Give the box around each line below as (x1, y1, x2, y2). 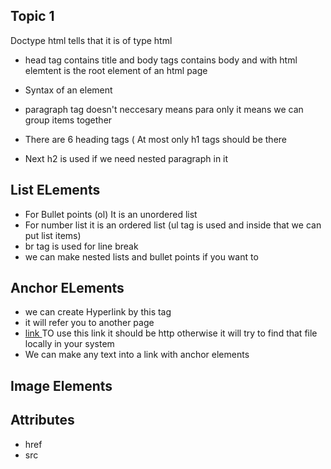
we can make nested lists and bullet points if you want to (24, 250, 259, 263)
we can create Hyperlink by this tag (24, 306, 172, 318)
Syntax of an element (24, 84, 113, 96)
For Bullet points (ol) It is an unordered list (24, 208, 198, 220)
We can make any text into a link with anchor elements (24, 349, 250, 361)
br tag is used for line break (24, 240, 139, 252)
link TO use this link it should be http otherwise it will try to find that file (24, 327, 318, 339)
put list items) (24, 229, 82, 241)
